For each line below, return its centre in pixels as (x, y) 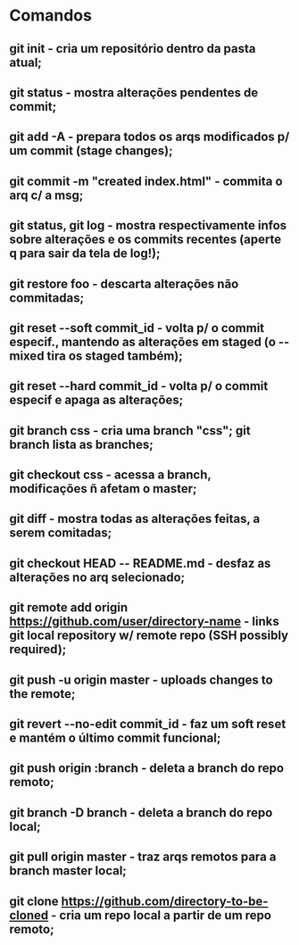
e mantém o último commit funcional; (115, 738)
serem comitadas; (61, 533)
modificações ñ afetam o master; (103, 489)
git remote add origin (69, 608)
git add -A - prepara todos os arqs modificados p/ (149, 137)
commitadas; (47, 298)
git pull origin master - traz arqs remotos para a (143, 857)
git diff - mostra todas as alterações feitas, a (135, 519)
